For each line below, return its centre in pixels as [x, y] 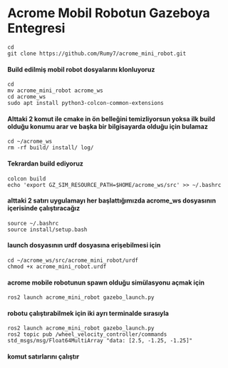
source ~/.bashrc [33, 223]
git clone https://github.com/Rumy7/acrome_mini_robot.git [97, 53]
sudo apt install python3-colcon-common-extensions [85, 103]
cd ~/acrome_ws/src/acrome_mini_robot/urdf [73, 260]
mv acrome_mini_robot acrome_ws [55, 91]
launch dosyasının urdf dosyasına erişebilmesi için [84, 245]
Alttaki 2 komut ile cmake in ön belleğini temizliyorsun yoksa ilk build [111, 118]
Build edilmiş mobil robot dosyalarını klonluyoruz [81, 69]
